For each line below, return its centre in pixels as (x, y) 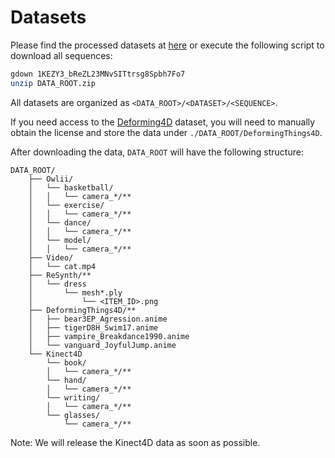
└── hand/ (66, 380)
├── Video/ (51, 257)
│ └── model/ (60, 240)
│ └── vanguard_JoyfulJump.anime (102, 345)
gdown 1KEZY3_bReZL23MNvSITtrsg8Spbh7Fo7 (98, 74)
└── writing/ (73, 397)
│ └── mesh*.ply (75, 292)
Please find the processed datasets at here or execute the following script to (167, 45)
